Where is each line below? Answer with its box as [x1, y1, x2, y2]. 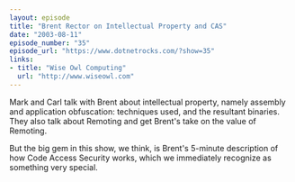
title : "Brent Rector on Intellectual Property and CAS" [9, 22, 228, 31]
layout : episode [9, 13, 70, 23]
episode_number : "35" [9, 38, 91, 48]
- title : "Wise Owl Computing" [9, 64, 127, 73]
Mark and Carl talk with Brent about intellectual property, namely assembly [9, 96, 286, 107]
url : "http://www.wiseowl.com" [17, 72, 135, 81]
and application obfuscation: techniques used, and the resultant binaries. [9, 105, 281, 117]
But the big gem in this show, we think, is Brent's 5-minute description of [9, 142, 279, 153]
